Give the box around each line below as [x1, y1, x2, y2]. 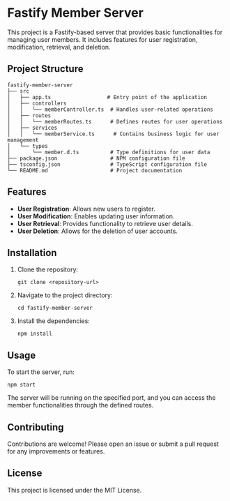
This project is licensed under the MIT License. [7, 486, 142, 494]
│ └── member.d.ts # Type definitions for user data [7, 149, 210, 156]
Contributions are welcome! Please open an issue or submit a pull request [7, 440, 220, 448]
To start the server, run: [7, 368, 75, 376]
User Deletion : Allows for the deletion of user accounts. [17, 227, 178, 235]
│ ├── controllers [7, 100, 68, 107]
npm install [17, 330, 52, 338]
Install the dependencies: [17, 317, 91, 325]
